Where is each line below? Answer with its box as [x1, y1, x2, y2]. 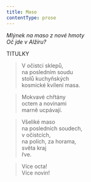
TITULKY [6, 50, 30, 57]
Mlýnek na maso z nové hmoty [6, 31, 85, 39]
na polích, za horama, [21, 137, 77, 145]
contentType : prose [6, 15, 57, 21]
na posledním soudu [21, 68, 74, 75]
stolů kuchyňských [21, 75, 69, 82]
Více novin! [21, 169, 50, 176]
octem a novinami [21, 99, 67, 107]
